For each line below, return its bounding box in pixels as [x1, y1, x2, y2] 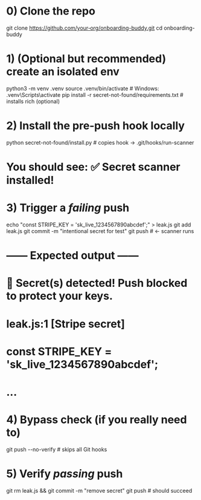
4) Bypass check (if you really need [6, 413, 187, 427]
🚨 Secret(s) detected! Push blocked [6, 277, 188, 290]
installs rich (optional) [6, 97, 60, 105]
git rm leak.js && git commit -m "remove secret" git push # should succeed [6, 487, 193, 494]
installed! [6, 174, 54, 187]
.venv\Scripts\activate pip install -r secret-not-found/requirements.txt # [6, 91, 184, 98]
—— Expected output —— [6, 249, 139, 263]
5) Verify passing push [6, 467, 123, 481]
